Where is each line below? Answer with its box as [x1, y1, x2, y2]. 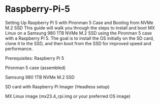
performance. [5, 46, 33, 52]
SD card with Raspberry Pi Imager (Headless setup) [5, 83, 110, 89]
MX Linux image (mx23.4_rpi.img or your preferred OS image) [5, 93, 131, 99]
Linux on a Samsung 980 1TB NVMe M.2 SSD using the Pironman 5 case [5, 30, 152, 36]
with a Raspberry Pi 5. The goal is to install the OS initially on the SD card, [5, 35, 154, 41]
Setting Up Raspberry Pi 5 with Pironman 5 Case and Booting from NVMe [5, 20, 154, 26]
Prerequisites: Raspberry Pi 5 [5, 55, 64, 61]
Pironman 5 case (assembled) [5, 65, 66, 71]
